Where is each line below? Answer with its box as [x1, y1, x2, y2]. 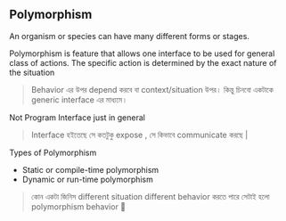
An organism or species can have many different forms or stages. [9, 30, 249, 41]
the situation [9, 67, 55, 78]
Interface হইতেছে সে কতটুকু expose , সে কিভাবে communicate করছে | [30, 129, 249, 140]
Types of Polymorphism [9, 147, 97, 158]
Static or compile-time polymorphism [21, 164, 159, 175]
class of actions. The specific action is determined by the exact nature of [9, 57, 277, 68]
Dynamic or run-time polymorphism [21, 174, 154, 184]
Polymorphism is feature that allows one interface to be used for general [9, 48, 275, 59]
